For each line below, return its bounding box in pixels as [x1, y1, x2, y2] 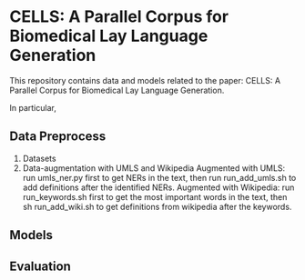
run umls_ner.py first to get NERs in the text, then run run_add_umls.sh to [22, 172, 297, 183]
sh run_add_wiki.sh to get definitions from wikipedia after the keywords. [22, 201, 292, 212]
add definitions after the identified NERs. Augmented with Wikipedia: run [22, 182, 295, 193]
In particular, [9, 102, 56, 113]
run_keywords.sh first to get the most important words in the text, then [22, 191, 288, 202]
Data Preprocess [9, 129, 107, 145]
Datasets [22, 153, 56, 164]
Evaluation [9, 258, 71, 274]
